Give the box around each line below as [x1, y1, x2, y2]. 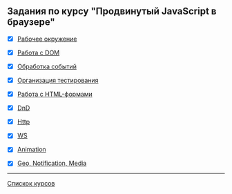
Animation [17, 145, 46, 154]
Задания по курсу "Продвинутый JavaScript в [7, 6, 217, 17]
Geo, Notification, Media [17, 159, 87, 168]
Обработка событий [17, 62, 77, 70]
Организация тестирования [17, 76, 99, 84]
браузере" [7, 17, 55, 28]
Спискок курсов [7, 180, 55, 188]
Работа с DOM [17, 48, 60, 57]
